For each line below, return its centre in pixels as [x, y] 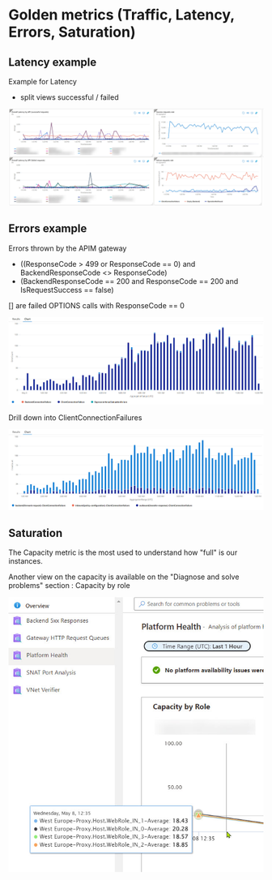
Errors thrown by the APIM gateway [68, 248]
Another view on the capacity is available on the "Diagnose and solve [124, 577]
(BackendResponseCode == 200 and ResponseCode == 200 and [129, 281]
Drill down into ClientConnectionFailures [75, 418]
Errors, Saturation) [72, 32]
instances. [25, 560]
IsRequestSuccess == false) [67, 290]
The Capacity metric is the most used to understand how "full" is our [123, 552]
